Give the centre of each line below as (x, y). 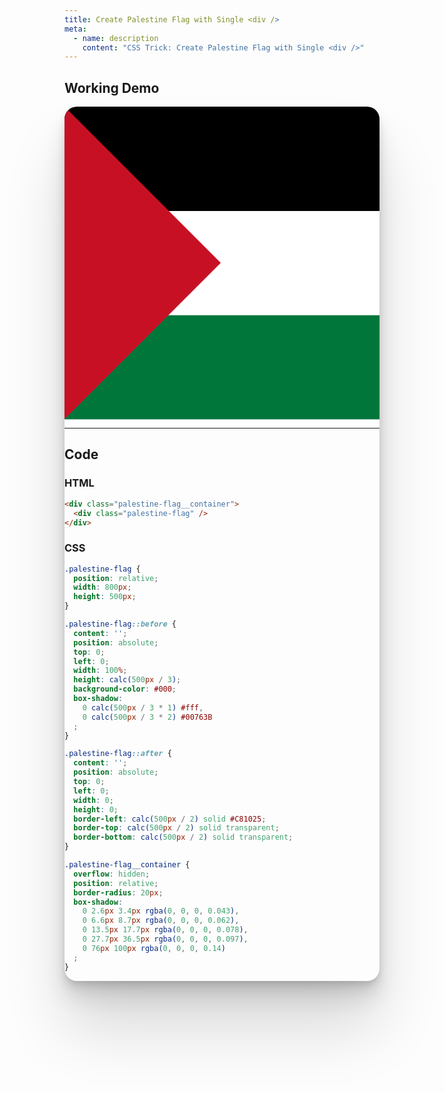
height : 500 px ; (105, 597)
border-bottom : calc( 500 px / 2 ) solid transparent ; (183, 837)
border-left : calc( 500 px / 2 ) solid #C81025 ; (170, 819)
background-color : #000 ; (125, 689)
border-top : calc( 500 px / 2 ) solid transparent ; (176, 828)
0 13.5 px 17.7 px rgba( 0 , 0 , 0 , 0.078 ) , (165, 930)
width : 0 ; (93, 800)
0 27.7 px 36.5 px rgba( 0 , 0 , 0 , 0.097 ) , (165, 939)
